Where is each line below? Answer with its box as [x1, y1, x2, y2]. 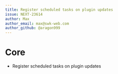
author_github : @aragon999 [5, 26, 60, 31]
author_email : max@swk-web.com [5, 21, 69, 26]
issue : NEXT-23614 [5, 12, 43, 17]
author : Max [5, 16, 29, 21]
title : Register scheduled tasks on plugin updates [5, 7, 113, 12]
